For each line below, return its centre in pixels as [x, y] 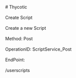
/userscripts [17, 70]
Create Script [19, 17]
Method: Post [19, 39]
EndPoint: [15, 60]
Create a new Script [26, 28]
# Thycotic [16, 7]
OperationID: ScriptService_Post [38, 49]
